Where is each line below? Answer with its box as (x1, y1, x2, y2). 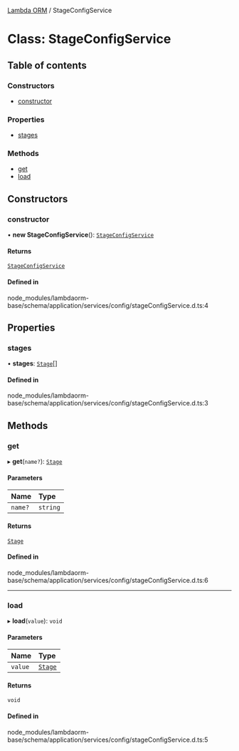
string (38, 504, 60, 512)
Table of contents (7, 59, 87, 71)
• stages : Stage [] (7, 359, 58, 368)
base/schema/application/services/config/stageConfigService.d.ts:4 (7, 301, 208, 309)
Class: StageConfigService (7, 31, 171, 47)
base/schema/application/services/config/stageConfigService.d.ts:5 (7, 735, 208, 744)
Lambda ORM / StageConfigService (7, 6, 112, 14)
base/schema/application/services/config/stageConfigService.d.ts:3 (7, 399, 208, 408)
